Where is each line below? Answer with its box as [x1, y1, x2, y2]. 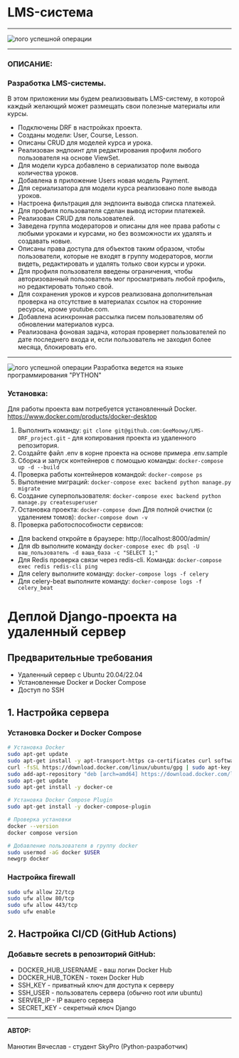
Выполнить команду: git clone [17, 426, 112, 435]
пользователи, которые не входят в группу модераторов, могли [17, 252, 213, 261]
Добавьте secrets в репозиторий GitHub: [7, 949, 156, 959]
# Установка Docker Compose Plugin [7, 797, 113, 804]
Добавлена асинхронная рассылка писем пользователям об [17, 313, 203, 321]
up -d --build [17, 464, 60, 471]
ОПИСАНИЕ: [7, 58, 53, 68]
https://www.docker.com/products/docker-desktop [7, 413, 158, 421]
